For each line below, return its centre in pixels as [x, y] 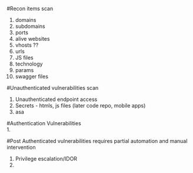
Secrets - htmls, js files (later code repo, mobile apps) [80, 105]
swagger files [32, 76]
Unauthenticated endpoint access [56, 99]
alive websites [32, 39]
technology [29, 64]
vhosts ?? [27, 45]
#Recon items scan [30, 9]
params [24, 70]
